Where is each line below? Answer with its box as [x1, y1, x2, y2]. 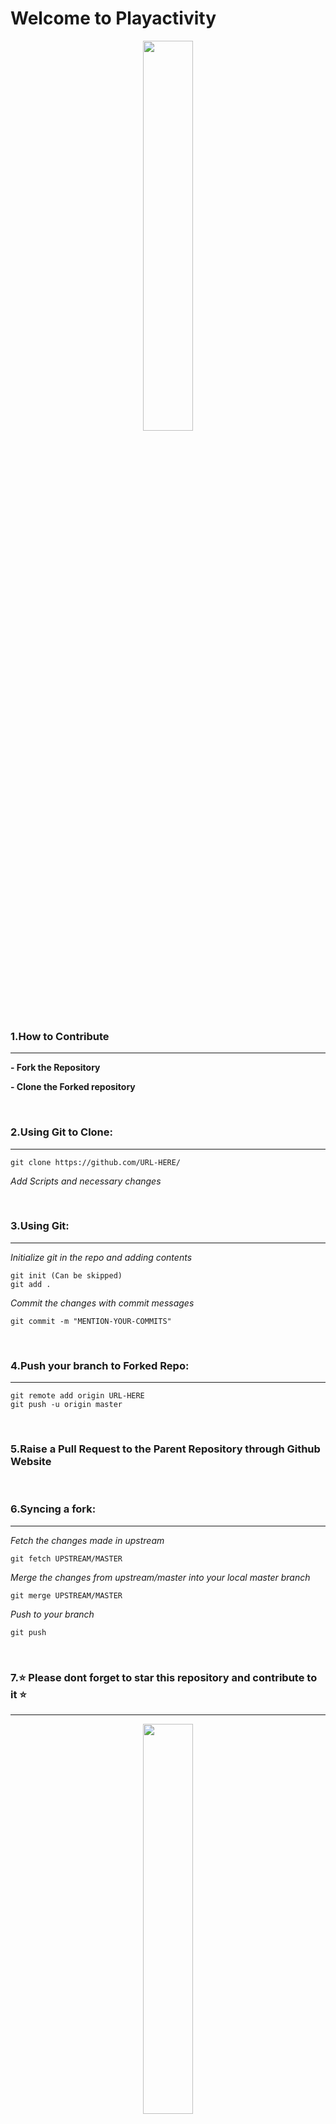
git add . [10, 1279, 52, 1289]
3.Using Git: [10, 1219, 70, 1233]
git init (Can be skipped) [10, 1270, 123, 1281]
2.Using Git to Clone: [10, 1125, 114, 1139]
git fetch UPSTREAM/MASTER [10, 1553, 123, 1564]
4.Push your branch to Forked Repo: [10, 1358, 190, 1372]
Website [10, 1455, 52, 1469]
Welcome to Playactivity [10, 7, 217, 30]
